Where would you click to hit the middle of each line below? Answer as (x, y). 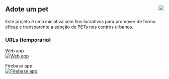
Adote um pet (27, 9)
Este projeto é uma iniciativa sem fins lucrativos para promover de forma (80, 21)
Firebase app (19, 66)
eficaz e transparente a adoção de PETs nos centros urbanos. (69, 27)
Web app (15, 51)
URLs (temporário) (28, 40)
